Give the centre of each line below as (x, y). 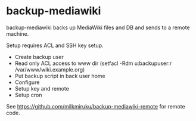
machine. (18, 33)
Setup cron (29, 95)
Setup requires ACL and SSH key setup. (55, 45)
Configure (27, 82)
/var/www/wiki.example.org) (50, 69)
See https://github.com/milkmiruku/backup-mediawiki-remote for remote (96, 106)
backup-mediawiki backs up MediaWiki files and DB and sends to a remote (98, 27)
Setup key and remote (42, 88)
